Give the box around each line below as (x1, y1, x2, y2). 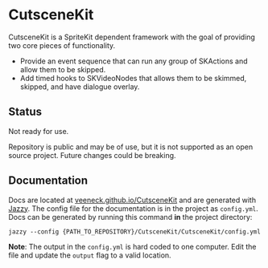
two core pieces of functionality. (8, 40, 116, 50)
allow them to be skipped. (19, 64, 106, 74)
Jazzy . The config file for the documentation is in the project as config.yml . (8, 203, 259, 213)
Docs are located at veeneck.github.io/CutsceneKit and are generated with (8, 195, 256, 205)
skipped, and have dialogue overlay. (19, 82, 140, 91)
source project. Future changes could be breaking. (8, 150, 176, 160)
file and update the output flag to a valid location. (8, 250, 171, 260)
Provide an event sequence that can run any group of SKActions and (19, 56, 248, 66)
